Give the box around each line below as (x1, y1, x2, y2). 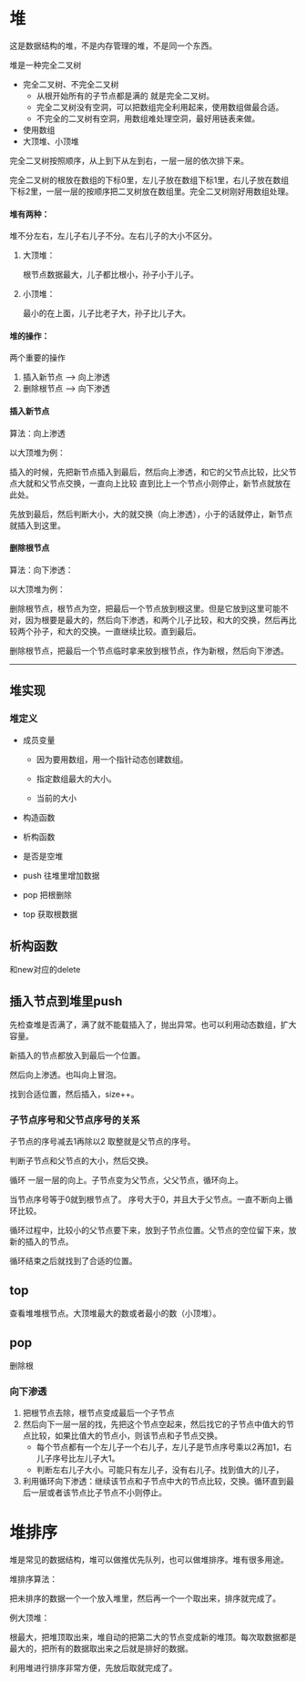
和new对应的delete (9, 964, 81, 975)
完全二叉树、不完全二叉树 (22, 78, 119, 89)
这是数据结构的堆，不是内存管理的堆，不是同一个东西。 (9, 40, 217, 51)
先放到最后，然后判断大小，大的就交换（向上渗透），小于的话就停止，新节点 (9, 508, 293, 519)
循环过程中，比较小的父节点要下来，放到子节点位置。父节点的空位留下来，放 (9, 1225, 297, 1236)
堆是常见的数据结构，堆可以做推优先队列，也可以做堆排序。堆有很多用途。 (9, 1555, 289, 1565)
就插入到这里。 (9, 520, 66, 531)
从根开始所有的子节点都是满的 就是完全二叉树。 (36, 90, 215, 101)
